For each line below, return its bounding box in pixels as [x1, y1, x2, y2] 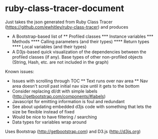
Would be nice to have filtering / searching [12, 114, 97, 120]
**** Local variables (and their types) [12, 44, 87, 49]
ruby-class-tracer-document [5, 3, 125, 14]
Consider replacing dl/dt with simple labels [12, 88, 98, 94]
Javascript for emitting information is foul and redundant [12, 98, 125, 104]
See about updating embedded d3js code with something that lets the [12, 104, 152, 109]
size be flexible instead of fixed [12, 108, 75, 114]
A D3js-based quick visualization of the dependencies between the [12, 49, 146, 55]
